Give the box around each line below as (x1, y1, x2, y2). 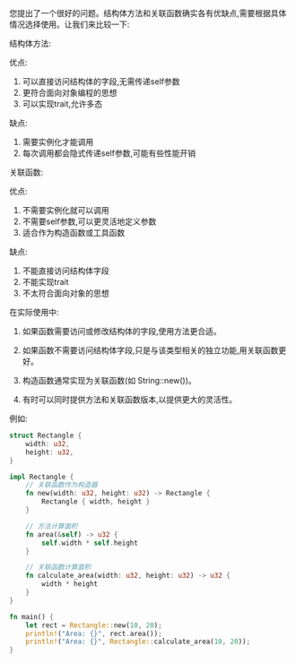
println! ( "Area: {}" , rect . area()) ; (25, 629, 163, 638)
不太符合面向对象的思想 (22, 288, 109, 298)
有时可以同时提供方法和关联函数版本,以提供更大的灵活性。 (22, 394, 238, 405)
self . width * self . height (41, 538, 139, 547)
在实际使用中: (9, 307, 60, 317)
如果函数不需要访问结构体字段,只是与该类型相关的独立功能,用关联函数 (22, 345, 279, 356)
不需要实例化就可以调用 (22, 205, 109, 215)
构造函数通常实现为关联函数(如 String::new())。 (22, 375, 197, 385)
